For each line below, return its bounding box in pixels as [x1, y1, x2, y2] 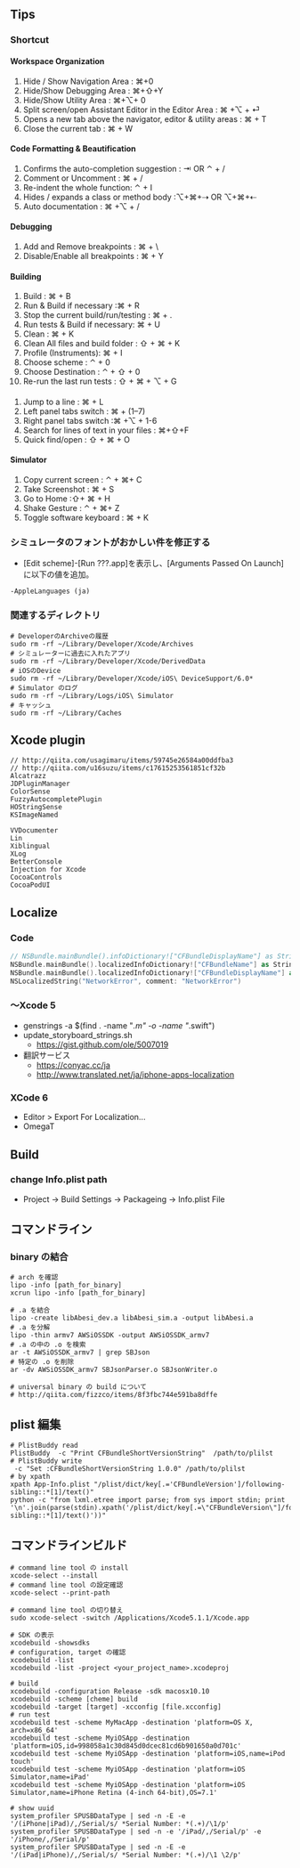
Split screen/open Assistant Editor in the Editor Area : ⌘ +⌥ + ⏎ [22, 104, 261, 115]
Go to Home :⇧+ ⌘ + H [22, 493, 110, 504]
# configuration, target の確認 [10, 1648, 126, 1657]
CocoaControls [10, 873, 63, 882]
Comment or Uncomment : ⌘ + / [22, 173, 143, 183]
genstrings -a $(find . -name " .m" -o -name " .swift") [22, 1019, 215, 1031]
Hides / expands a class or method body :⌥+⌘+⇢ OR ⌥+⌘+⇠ [22, 191, 257, 202]
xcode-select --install [10, 1572, 99, 1580]
